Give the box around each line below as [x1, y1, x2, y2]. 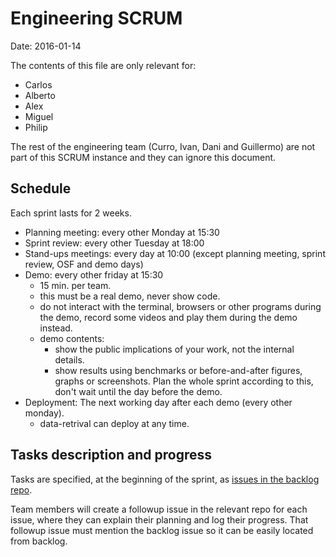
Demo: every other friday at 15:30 [24, 268, 164, 281]
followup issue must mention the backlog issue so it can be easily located [10, 524, 314, 536]
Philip [24, 121, 48, 133]
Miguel [24, 110, 54, 122]
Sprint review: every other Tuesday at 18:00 [24, 237, 205, 249]
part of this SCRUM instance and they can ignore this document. [10, 151, 277, 163]
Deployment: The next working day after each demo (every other [24, 396, 293, 408]
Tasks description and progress [10, 447, 213, 464]
